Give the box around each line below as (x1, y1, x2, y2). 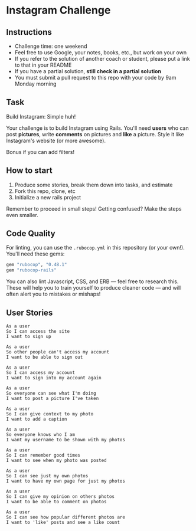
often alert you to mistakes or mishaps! (6, 290, 101, 298)
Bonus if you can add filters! (6, 148, 75, 155)
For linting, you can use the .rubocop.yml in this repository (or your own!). (6, 244, 185, 251)
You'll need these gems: (6, 250, 65, 257)
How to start (6, 166, 53, 176)
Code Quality (6, 228, 55, 239)
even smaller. (6, 211, 38, 218)
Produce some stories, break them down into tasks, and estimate (14, 181, 173, 188)
